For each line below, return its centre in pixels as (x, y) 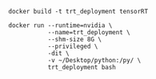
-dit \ (58, 53)
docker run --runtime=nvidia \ (60, 26)
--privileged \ (73, 46)
